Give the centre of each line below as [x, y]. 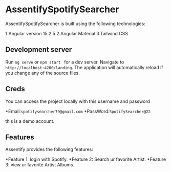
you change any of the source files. [43, 73]
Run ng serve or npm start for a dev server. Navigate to [65, 62]
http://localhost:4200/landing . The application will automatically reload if [84, 67]
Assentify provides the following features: [49, 149]
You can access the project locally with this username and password [78, 101]
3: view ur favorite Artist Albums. [40, 165]
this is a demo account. [30, 121]
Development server [39, 50]
